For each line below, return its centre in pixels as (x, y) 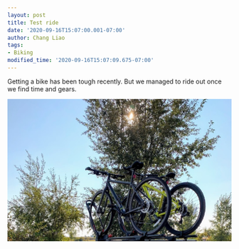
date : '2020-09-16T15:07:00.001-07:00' (67, 30)
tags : (15, 45)
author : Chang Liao (36, 38)
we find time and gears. (42, 88)
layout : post (27, 15)
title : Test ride (33, 22)
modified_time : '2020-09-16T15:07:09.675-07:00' (81, 61)
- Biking (20, 53)
